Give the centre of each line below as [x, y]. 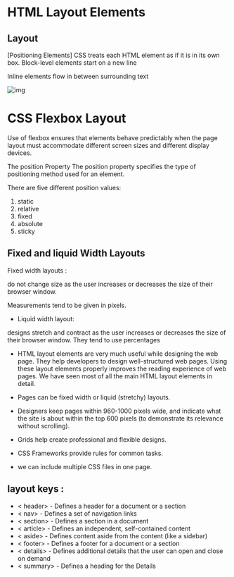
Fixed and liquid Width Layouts [76, 253]
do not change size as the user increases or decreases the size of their [110, 284]
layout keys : [36, 489]
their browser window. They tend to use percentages [84, 340]
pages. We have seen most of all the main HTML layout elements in [115, 376]
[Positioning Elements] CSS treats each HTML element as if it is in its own [113, 55]
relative [28, 209]
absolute [30, 223]
